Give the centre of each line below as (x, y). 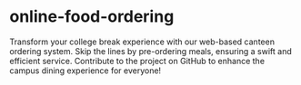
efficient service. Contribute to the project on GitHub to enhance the (137, 61)
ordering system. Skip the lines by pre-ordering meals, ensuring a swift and (151, 51)
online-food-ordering (92, 17)
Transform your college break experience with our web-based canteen (142, 42)
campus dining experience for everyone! (85, 71)
